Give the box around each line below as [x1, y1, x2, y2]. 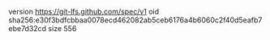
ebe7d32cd [8, 24, 47, 33]
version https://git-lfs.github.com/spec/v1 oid [8, 7, 160, 16]
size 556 [48, 24, 77, 33]
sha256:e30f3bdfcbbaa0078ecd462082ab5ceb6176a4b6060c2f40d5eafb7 [8, 15, 263, 25]
